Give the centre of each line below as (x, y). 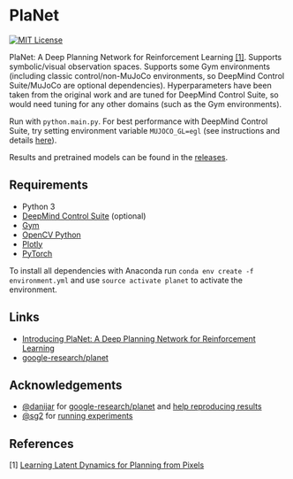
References (41, 444)
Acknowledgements (66, 385)
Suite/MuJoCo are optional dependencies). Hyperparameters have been (140, 85)
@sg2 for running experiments (77, 416)
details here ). (33, 140)
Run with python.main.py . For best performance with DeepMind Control (139, 121)
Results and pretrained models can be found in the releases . (118, 157)
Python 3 (38, 206)
